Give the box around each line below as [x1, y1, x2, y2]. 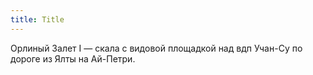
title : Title [10, 14, 65, 25]
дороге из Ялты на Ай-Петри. [10, 52, 136, 65]
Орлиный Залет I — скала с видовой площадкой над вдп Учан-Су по [10, 42, 303, 54]
